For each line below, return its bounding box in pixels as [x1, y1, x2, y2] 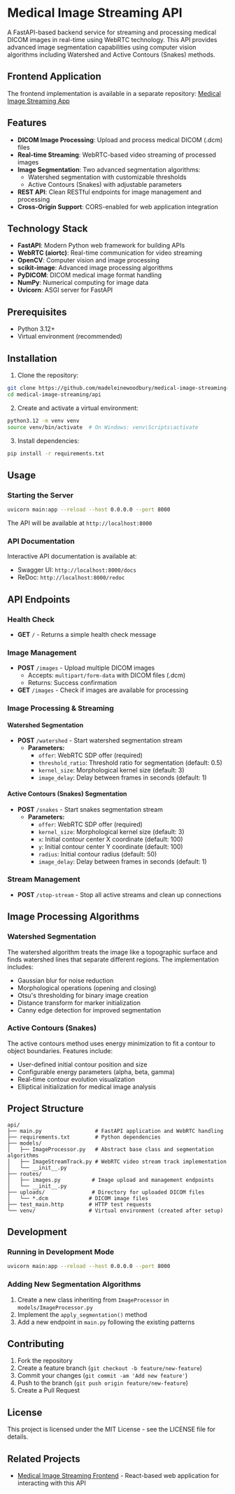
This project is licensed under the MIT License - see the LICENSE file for [7, 1425, 215, 1434]
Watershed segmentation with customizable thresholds [27, 173, 187, 181]
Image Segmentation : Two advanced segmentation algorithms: [17, 165, 201, 174]
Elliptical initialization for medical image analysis [17, 1083, 156, 1091]
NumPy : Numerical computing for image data [17, 279, 149, 287]
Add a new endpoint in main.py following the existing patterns [17, 1318, 195, 1326]
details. [7, 1432, 29, 1441]
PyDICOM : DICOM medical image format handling [17, 271, 162, 279]
